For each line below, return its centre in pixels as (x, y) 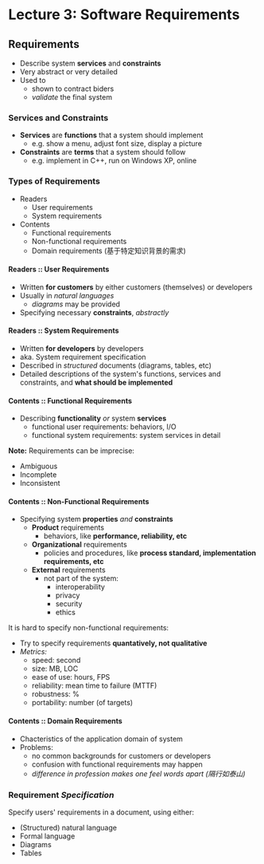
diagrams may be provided (76, 304)
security (69, 604)
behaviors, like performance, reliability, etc (115, 536)
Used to (33, 80)
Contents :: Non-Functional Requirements (79, 501)
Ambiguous (39, 466)
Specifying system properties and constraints (96, 519)
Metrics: (33, 652)
